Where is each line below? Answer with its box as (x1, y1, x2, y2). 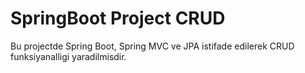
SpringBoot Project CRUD (10, 7, 226, 30)
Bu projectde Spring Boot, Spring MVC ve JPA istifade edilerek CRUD (10, 40, 295, 52)
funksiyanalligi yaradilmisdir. (10, 50, 127, 62)
